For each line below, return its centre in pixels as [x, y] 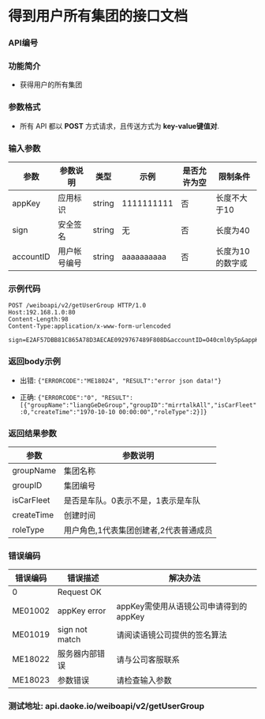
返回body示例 [35, 362]
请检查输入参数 [144, 680]
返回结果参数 [33, 433]
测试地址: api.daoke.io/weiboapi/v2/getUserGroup [106, 706]
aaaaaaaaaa [144, 256]
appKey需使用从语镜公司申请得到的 [182, 607]
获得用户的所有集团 [51, 85]
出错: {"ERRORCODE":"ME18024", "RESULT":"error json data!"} [121, 380]
